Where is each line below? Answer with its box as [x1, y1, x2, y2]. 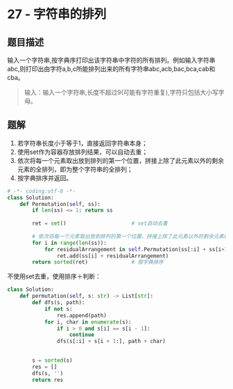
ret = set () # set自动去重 [32, 220, 168, 227]
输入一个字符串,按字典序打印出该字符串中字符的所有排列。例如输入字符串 [7, 56, 216, 64]
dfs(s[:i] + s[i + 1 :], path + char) [56, 338, 166, 345]
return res [32, 376, 64, 383]
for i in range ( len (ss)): [32, 239, 107, 246]
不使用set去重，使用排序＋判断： [7, 272, 102, 280]
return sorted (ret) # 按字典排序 [32, 259, 164, 266]
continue [69, 331, 95, 338]
